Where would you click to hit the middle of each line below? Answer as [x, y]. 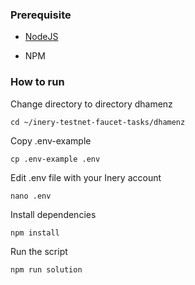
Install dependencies [53, 214]
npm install [35, 233]
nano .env [31, 196]
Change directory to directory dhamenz [91, 104]
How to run [37, 82]
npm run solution [46, 269]
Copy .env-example [51, 140]
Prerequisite [41, 15]
